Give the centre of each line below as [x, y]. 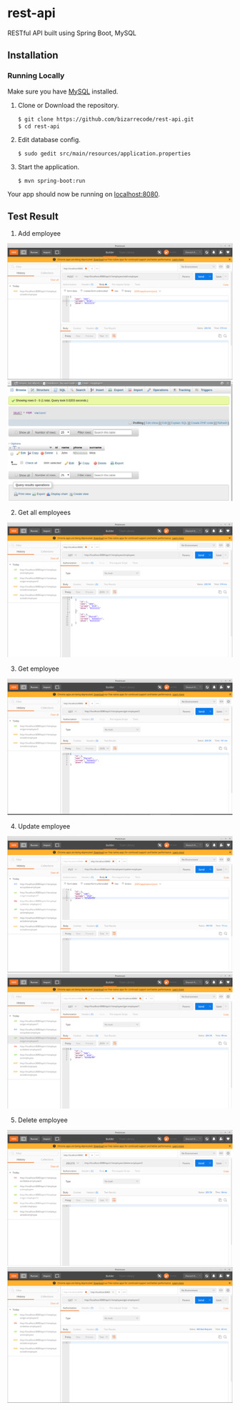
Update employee [44, 826]
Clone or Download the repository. [68, 105]
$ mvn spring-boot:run [51, 181]
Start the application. [49, 166]
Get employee [38, 669]
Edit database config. [49, 139]
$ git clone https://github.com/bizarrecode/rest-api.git [106, 119]
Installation [33, 55]
